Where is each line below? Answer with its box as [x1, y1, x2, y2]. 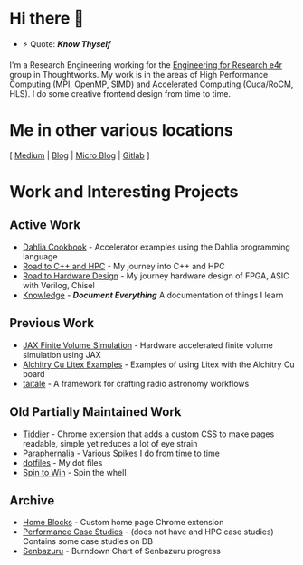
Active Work [9, 217, 81, 233]
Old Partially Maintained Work [9, 404, 183, 419]
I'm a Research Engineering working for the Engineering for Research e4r [9, 59, 283, 71]
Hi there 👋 [9, 8, 84, 29]
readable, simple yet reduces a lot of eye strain [22, 438, 198, 448]
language [22, 250, 58, 261]
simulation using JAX [22, 349, 101, 360]
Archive [9, 493, 55, 508]
